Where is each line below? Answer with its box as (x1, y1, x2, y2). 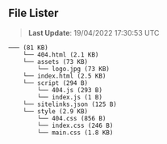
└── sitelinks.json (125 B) (23, 100, 117, 108)
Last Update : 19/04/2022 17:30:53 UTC (27, 28, 160, 37)
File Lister (8, 6, 59, 20)
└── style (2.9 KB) (23, 107, 89, 116)
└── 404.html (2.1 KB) (23, 50, 99, 59)
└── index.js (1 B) (37, 93, 103, 101)
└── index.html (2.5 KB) (23, 72, 106, 80)
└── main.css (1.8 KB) (37, 129, 114, 137)
